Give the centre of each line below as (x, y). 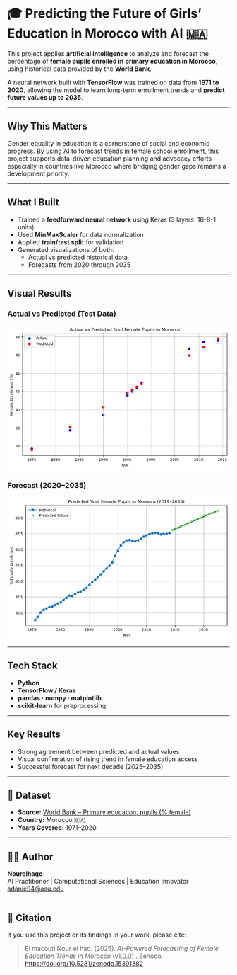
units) (26, 227)
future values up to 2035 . (45, 97)
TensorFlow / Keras (47, 690)
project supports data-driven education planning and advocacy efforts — (114, 158)
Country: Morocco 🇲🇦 (51, 820)
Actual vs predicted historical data (78, 257)
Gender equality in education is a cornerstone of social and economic (109, 143)
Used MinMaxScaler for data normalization (81, 234)
